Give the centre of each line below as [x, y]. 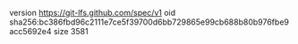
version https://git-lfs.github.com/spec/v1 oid [93, 13]
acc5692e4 [30, 31]
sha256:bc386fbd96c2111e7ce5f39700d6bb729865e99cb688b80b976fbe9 [149, 22]
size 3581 [71, 31]
